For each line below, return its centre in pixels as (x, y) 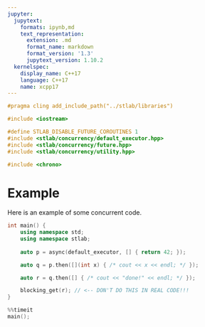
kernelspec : (32, 67)
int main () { (27, 226)
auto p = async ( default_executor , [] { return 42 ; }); (103, 252)
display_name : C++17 (51, 73)
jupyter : (20, 14)
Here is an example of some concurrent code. (75, 213)
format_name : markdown (60, 47)
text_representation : (52, 34)
